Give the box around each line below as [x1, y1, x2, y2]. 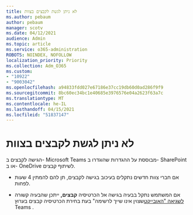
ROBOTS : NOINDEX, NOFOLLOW [6, 52, 72, 58]
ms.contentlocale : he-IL [6, 100, 67, 107]
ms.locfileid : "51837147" [6, 112, 69, 117]
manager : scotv [6, 25, 43, 31]
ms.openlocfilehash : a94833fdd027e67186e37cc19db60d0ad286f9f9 [6, 85, 164, 91]
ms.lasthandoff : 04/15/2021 [6, 106, 75, 112]
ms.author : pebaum [6, 14, 51, 20]
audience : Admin [6, 36, 46, 41]
